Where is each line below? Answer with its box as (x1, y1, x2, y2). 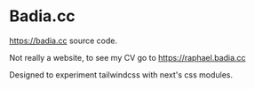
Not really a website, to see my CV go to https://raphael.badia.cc (9, 52, 246, 63)
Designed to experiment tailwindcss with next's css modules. (9, 69, 234, 80)
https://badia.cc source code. (9, 35, 118, 46)
